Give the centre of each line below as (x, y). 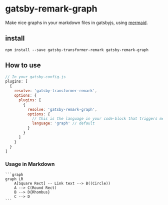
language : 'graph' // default (63, 123)
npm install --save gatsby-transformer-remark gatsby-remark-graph (77, 50)
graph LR (14, 179)
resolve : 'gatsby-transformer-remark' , (56, 91)
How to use (23, 65)
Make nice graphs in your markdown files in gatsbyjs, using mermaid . (77, 23)
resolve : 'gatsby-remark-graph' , (62, 109)
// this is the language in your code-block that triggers (94, 119)
